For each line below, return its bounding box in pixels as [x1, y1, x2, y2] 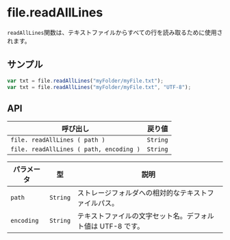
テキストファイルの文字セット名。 [77, 211, 187, 221]
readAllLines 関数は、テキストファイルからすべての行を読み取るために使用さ [7, 28, 223, 36]
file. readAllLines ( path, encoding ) [10, 146, 140, 153]
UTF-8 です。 [99, 222, 144, 231]
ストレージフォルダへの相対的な [77, 188, 180, 198]
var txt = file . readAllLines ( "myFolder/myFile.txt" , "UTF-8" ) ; [7, 83, 192, 90]
